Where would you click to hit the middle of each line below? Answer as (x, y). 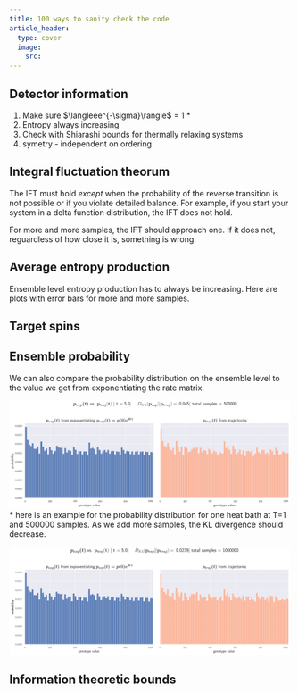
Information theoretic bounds (93, 680)
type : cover (40, 38)
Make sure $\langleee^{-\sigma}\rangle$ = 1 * (106, 115)
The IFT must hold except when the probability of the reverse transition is (144, 193)
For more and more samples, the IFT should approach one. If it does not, (142, 230)
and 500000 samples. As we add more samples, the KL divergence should (146, 524)
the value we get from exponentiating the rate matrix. (107, 388)
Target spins (45, 326)
